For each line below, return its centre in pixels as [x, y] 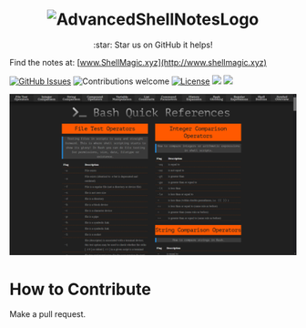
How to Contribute [81, 289]
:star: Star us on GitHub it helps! [153, 45]
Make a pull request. [48, 314]
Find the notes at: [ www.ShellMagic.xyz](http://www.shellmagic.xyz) [138, 62]
